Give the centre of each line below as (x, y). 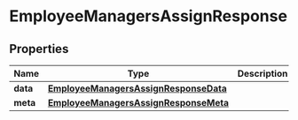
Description (263, 74)
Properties (39, 49)
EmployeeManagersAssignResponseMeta (138, 103)
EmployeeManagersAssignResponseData (137, 88)
